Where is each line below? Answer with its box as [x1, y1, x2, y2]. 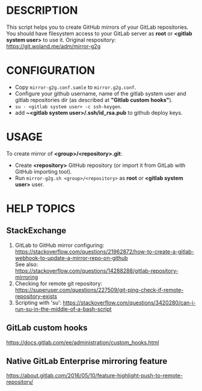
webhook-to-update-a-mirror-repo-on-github [14, 254, 128, 261]
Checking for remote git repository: [14, 280, 102, 287]
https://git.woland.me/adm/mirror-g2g [6, 43, 101, 50]
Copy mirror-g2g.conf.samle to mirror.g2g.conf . [14, 83, 136, 91]
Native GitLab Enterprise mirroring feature [6, 356, 168, 366]
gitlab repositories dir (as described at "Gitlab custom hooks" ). [14, 96, 173, 103]
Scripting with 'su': [14, 299, 62, 306]
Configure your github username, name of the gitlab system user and [14, 89, 186, 97]
